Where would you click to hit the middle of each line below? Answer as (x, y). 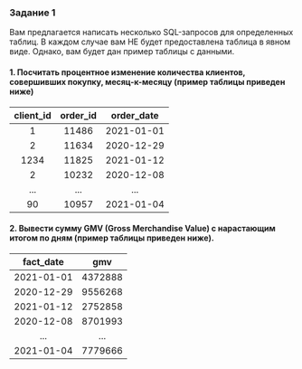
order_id (79, 115)
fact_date (43, 261)
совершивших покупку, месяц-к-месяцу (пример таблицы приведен (147, 81)
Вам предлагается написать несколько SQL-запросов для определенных (151, 33)
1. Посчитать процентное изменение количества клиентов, (127, 72)
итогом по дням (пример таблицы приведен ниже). (112, 238)
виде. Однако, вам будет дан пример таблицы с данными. (122, 52)
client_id (33, 115)
